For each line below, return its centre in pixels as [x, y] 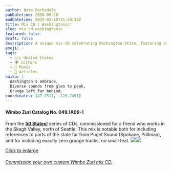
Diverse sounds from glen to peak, [48, 86]
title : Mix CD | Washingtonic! [39, 24]
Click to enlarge [22, 150]
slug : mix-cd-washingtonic [34, 29]
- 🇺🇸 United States [32, 58]
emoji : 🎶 [15, 48]
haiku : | [15, 77]
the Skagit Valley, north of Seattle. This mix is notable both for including [81, 129]
